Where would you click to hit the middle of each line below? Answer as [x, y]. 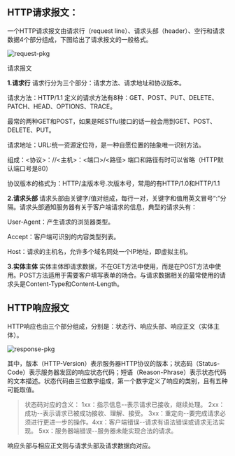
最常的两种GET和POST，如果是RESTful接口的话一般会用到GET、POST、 [112, 121]
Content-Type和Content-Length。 [74, 284]
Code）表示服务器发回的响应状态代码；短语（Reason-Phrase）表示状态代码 [117, 372]
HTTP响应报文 [38, 308]
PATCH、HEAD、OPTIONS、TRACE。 [62, 106]
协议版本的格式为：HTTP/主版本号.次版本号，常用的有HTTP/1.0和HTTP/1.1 [114, 183]
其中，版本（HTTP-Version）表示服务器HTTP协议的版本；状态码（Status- [114, 363]
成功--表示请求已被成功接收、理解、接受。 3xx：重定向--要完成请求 [122, 413]
